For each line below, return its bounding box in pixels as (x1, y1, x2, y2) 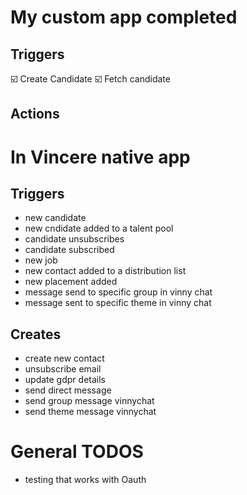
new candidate (24, 212, 87, 224)
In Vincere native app (10, 146, 191, 168)
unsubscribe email (24, 363, 102, 375)
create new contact (24, 352, 105, 365)
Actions (10, 106, 60, 123)
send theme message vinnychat (24, 406, 157, 418)
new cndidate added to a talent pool (24, 222, 174, 235)
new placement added (24, 276, 118, 288)
